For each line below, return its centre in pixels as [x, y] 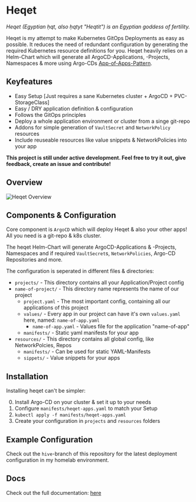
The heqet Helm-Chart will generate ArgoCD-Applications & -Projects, [92, 247]
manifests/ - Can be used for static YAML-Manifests [87, 351]
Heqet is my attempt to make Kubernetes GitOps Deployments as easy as [95, 38]
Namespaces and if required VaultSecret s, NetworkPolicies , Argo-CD [91, 253]
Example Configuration [50, 440]
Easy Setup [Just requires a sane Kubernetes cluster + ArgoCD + [94, 96]
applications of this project [56, 308]
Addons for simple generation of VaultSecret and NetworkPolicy [92, 127]
